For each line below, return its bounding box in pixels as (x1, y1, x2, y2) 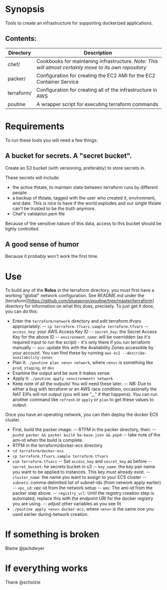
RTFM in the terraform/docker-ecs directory (12, 442, 103, 448)
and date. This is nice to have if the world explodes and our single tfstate (12, 200, 162, 206)
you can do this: (5, 308, 38, 315)
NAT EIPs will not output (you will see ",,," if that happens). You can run (12, 392, 158, 397)
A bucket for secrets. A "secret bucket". (5, 152, 132, 160)
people (12, 190, 27, 196)
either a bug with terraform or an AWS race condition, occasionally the (12, 386, 157, 392)
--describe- (122, 351, 148, 356)
